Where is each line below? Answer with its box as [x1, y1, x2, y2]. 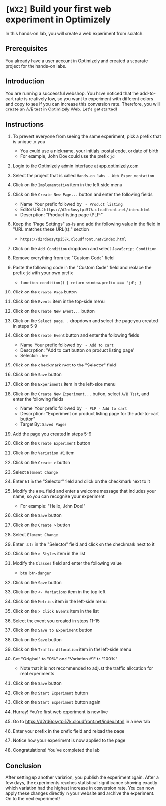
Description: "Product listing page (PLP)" [20, 212, 103, 218]
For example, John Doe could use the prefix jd [20, 153, 115, 159]
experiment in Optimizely [5, 14, 111, 25]
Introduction [5, 77, 45, 86]
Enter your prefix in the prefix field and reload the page [12, 728, 125, 734]
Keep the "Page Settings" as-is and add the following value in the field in [12, 221, 161, 227]
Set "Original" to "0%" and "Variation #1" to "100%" [12, 656, 118, 662]
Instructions [5, 120, 44, 129]
